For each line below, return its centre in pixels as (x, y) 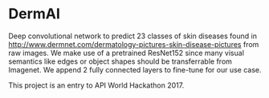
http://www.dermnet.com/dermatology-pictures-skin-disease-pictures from (134, 44)
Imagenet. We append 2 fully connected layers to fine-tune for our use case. (135, 69)
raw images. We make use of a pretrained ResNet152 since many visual (126, 53)
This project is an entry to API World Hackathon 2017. (96, 85)
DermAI (34, 14)
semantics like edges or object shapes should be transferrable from (120, 61)
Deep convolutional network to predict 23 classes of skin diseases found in (132, 36)
